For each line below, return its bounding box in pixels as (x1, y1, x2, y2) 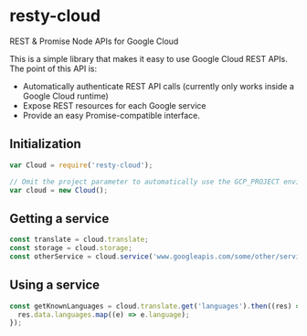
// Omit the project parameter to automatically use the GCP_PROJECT (9, 177, 281, 186)
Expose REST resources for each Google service (22, 100, 206, 110)
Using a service (9, 278, 101, 293)
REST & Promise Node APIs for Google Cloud (9, 36, 179, 47)
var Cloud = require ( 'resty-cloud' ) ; (9, 161, 153, 170)
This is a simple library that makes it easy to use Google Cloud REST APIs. (9, 53, 288, 64)
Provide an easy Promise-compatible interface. (22, 110, 201, 121)
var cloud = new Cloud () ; (9, 185, 108, 194)
